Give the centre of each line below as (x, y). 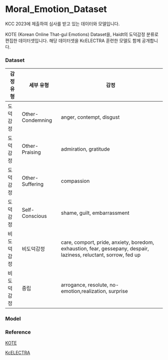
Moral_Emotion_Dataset (56, 9)
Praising (31, 152)
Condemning (37, 120)
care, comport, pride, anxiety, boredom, (107, 242)
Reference (18, 332)
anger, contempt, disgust (90, 117)
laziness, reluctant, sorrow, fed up (101, 255)
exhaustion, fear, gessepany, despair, (105, 249)
